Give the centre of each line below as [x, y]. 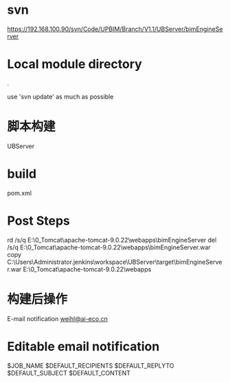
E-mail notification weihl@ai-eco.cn [57, 318]
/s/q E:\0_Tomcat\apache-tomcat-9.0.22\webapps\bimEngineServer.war [109, 247]
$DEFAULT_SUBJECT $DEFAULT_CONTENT [69, 373]
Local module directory [74, 64]
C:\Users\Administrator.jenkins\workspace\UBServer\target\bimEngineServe [115, 262]
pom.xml [20, 193]
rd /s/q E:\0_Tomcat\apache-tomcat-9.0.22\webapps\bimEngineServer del [112, 240]
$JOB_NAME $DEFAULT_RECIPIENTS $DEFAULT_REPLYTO [91, 365]
